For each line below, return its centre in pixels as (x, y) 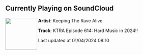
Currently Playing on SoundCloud (60, 8)
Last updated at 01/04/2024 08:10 (74, 40)
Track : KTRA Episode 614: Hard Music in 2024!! (88, 31)
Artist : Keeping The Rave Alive (70, 20)
